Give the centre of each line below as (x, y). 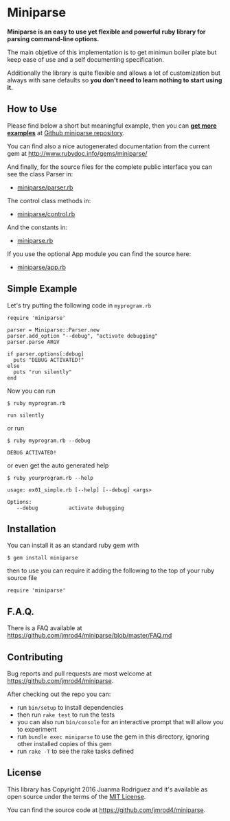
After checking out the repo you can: (59, 694)
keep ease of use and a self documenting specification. (86, 59)
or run (16, 428)
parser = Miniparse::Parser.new (53, 330)
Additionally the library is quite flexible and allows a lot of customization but (114, 73)
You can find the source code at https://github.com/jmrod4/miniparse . (106, 810)
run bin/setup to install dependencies (70, 707)
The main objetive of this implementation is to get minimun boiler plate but (112, 52)
